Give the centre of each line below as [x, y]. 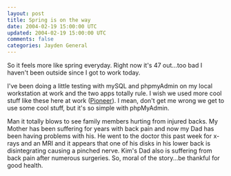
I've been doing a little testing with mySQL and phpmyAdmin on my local [110, 86]
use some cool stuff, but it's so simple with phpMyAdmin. [88, 108]
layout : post [26, 13]
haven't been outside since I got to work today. [74, 72]
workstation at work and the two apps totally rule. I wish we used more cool [114, 93]
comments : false [30, 39]
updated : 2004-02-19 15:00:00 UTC [57, 33]
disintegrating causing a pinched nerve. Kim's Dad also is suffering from [110, 150]
